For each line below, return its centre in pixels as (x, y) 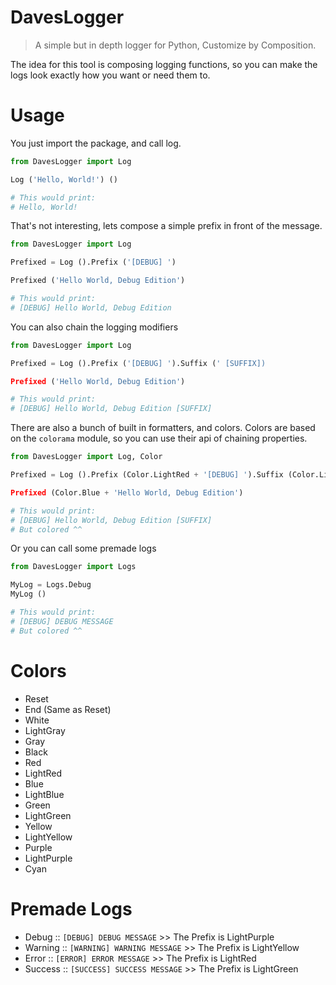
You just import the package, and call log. (96, 143)
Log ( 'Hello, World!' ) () (64, 179)
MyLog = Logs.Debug (51, 585)
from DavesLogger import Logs (73, 567)
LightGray (45, 730)
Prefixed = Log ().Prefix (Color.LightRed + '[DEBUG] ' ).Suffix (147, 475)
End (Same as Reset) (68, 709)
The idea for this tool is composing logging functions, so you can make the (164, 64)
